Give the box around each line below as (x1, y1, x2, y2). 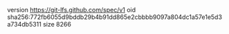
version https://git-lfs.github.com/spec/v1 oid (7, 6, 136, 14)
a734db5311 (7, 20, 42, 28)
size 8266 (42, 20, 71, 28)
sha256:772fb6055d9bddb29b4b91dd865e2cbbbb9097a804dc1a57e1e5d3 (7, 13, 223, 21)
